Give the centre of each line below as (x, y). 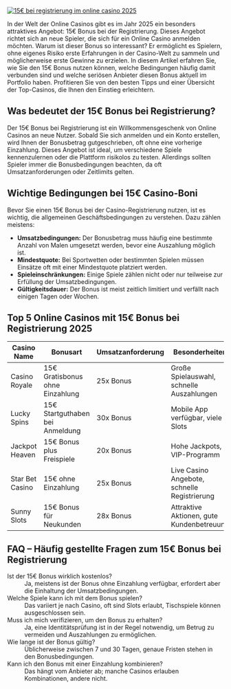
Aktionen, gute (195, 516)
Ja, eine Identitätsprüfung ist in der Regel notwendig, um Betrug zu (119, 627)
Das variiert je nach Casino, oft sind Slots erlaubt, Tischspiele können (123, 606)
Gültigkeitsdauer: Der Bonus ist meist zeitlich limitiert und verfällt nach (118, 289)
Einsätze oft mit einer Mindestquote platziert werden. (92, 267)
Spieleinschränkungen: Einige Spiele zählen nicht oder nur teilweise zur (120, 274)
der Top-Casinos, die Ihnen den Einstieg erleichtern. (81, 90)
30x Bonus (114, 418)
